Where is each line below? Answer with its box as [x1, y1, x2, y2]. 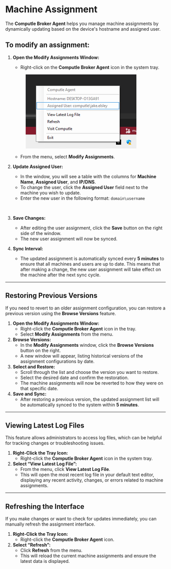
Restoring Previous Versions [5, 291, 98, 300]
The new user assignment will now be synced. [20, 235, 118, 242]
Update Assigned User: [12, 163, 64, 170]
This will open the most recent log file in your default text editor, [20, 471, 154, 478]
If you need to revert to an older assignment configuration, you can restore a [5, 305, 166, 311]
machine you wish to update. [20, 189, 81, 196]
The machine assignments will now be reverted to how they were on [20, 380, 164, 386]
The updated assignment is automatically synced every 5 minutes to [20, 255, 164, 262]
